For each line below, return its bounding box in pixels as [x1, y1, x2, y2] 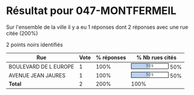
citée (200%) [6, 29, 38, 36]
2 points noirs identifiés [6, 41, 63, 48]
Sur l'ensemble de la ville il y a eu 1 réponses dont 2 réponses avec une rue [6, 23, 189, 30]
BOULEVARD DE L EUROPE [8, 63, 75, 70]
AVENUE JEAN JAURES [8, 72, 66, 79]
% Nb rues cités [136, 54, 177, 61]
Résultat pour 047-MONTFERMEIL [6, 4, 177, 18]
